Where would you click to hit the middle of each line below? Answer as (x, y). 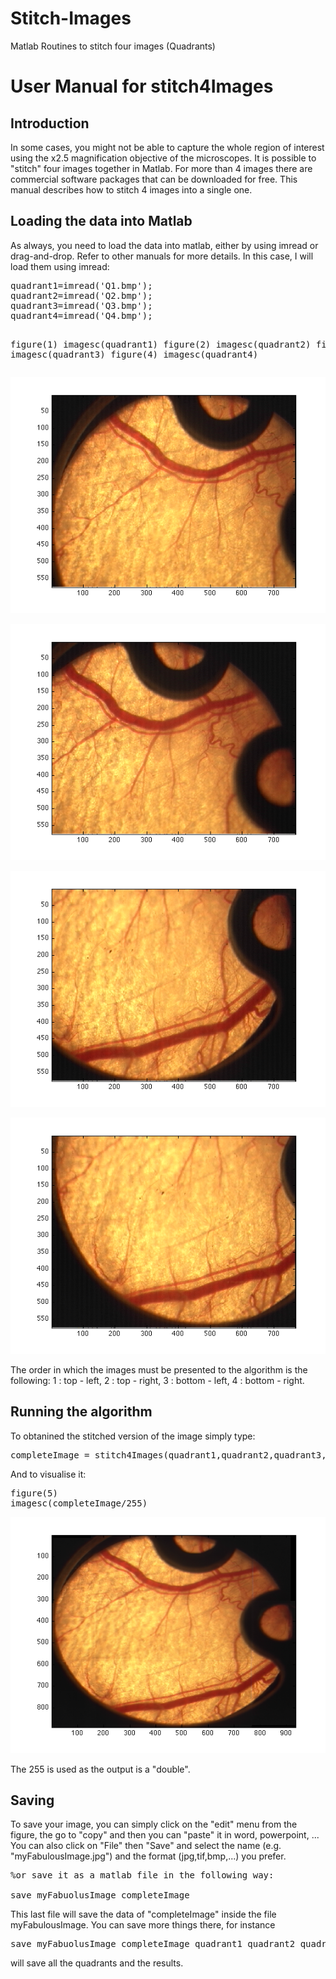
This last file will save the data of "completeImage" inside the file (143, 1914)
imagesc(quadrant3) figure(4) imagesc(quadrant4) (134, 354)
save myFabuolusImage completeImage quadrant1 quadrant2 (153, 1944)
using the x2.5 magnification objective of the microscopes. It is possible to (163, 158)
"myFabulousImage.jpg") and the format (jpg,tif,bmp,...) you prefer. (148, 1856)
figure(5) (34, 1493)
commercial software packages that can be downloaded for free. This (154, 179)
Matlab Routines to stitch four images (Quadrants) (113, 46)
